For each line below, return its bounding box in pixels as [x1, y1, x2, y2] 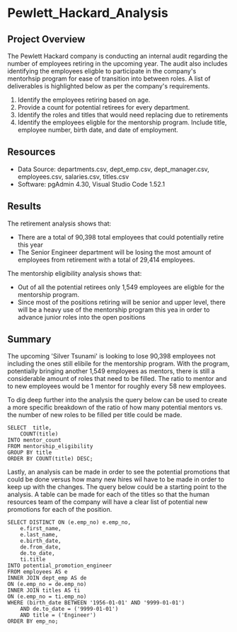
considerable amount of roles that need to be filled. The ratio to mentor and [7, 375, 227, 383]
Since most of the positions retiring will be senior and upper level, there [17, 298, 226, 306]
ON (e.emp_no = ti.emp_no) [7, 593, 87, 600]
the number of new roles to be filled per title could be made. [7, 411, 183, 419]
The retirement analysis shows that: [7, 219, 112, 228]
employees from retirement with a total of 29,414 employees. [17, 255, 195, 264]
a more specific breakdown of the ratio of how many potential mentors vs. [7, 403, 223, 411]
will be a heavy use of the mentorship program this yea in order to [17, 305, 210, 314]
